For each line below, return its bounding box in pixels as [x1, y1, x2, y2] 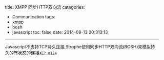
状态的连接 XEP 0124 [18, 50, 57, 56]
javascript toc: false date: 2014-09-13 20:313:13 [12, 30, 108, 35]
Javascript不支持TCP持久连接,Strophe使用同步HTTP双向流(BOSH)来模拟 [5, 44, 151, 49]
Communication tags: [12, 14, 55, 19]
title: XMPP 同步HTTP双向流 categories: [5, 4, 85, 10]
